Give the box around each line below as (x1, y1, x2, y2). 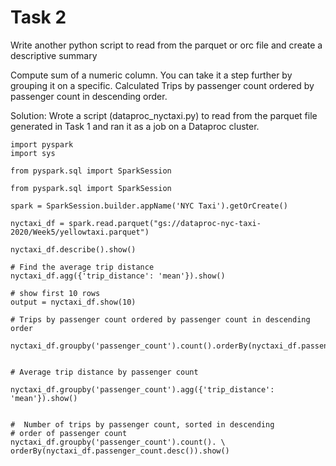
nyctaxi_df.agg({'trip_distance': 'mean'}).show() (10, 271, 226, 281)
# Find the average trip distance (10, 262, 155, 272)
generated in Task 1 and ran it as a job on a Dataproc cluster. (10, 120, 260, 132)
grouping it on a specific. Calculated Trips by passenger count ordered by (10, 79, 315, 91)
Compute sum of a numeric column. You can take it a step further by (10, 69, 293, 81)
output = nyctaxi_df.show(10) (10, 297, 137, 307)
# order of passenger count (10, 428, 128, 438)
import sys (10, 148, 56, 158)
